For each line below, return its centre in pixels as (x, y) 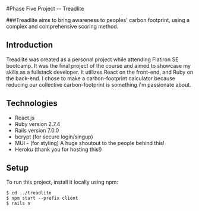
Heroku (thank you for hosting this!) (58, 149)
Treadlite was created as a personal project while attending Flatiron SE (92, 59)
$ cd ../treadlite (29, 193)
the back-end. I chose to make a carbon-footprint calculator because (91, 78)
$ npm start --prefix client (42, 199)
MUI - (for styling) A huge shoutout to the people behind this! (89, 143)
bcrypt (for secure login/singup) (54, 137)
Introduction (30, 45)
